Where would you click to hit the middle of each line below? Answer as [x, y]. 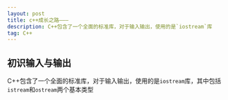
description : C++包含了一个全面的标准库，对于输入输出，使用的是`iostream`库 [110, 26]
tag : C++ [20, 33]
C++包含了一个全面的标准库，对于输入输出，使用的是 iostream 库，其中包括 [114, 81]
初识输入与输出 [39, 63]
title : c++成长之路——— [38, 20]
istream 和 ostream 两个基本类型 [50, 90]
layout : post [26, 14]
